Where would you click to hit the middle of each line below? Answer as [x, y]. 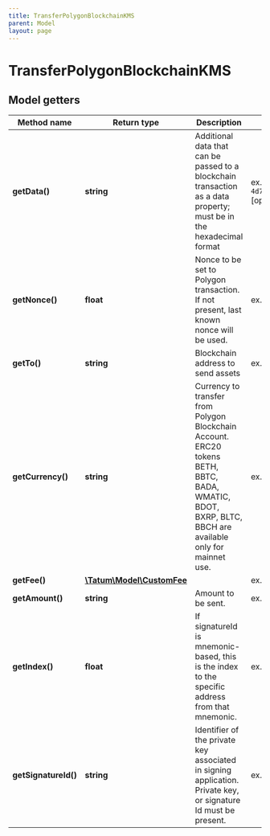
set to [206, 270]
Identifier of [217, 730]
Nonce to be [218, 260]
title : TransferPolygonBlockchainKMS [72, 16]
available [212, 537]
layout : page [30, 31]
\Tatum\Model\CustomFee [136, 580]
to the [206, 677]
